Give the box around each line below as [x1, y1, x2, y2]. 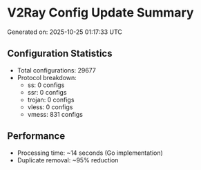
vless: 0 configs [27, 102, 73, 111]
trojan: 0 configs [27, 95, 75, 104]
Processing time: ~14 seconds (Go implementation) [17, 149, 164, 157]
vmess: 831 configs [27, 110, 83, 118]
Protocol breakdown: [17, 73, 77, 82]
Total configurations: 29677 [17, 66, 97, 74]
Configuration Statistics [7, 48, 113, 59]
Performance [7, 130, 66, 142]
